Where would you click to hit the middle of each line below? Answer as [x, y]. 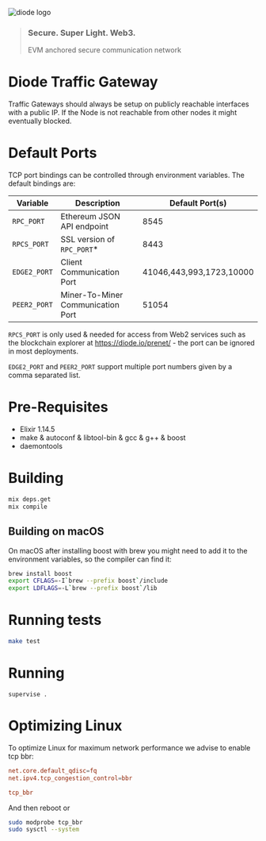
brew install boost [40, 573]
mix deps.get [30, 500]
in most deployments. [44, 351]
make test [25, 642]
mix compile [28, 507]
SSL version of [87, 240]
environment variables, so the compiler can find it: [90, 559]
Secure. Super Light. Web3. [82, 33]
